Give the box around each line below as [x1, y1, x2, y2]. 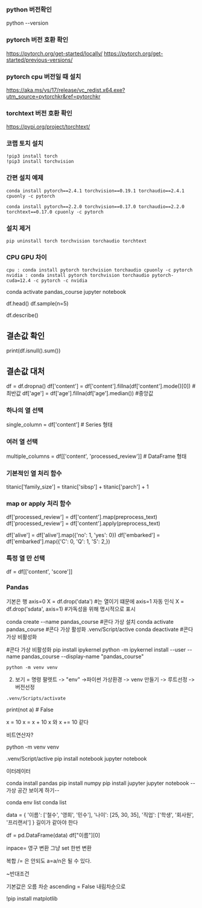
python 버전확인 [6, 5, 52, 13]
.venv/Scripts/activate [6, 695, 66, 701]
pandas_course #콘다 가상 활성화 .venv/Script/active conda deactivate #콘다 [6, 626, 194, 633]
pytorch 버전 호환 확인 [6, 36, 69, 44]
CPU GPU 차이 [6, 253, 47, 261]
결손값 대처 [6, 366, 45, 376]
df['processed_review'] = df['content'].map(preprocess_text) [6, 513, 158, 521]
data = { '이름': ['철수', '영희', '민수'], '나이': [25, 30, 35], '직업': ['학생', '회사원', [6, 811, 194, 818]
